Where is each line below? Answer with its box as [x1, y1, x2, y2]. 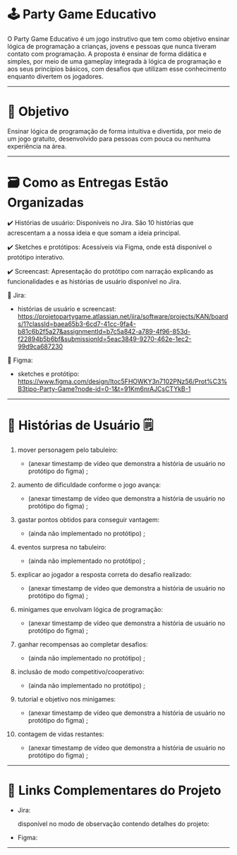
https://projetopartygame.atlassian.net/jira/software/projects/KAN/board [17, 312, 229, 320]
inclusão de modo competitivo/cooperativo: [17, 667, 145, 676]
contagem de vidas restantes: [17, 730, 104, 738]
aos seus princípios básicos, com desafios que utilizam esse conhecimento [7, 64, 227, 73]
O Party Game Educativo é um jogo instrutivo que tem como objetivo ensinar [7, 34, 230, 43]
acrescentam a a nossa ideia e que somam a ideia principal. [7, 228, 181, 237]
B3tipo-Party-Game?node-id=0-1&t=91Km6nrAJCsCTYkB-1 [17, 384, 191, 393]
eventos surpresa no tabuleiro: [17, 542, 107, 551]
